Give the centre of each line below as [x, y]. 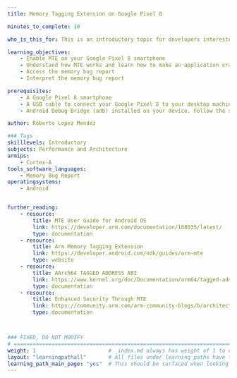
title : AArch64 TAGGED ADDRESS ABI [85, 273]
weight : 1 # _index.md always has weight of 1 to [116, 350]
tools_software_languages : [47, 169]
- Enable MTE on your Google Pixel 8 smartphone [93, 59]
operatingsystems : [34, 182]
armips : [19, 156]
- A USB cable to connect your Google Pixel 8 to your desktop [115, 104]
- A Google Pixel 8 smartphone [66, 97]
